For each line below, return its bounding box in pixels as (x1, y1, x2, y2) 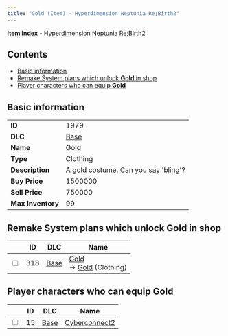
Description (10, 165, 50, 175)
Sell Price (10, 188, 43, 197)
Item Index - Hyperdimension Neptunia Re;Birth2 (7, 29, 146, 37)
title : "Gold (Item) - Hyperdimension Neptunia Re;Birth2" (7, 10, 180, 17)
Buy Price (10, 176, 43, 186)
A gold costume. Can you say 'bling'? (65, 165, 185, 175)
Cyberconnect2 (64, 317, 115, 327)
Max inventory (10, 199, 60, 208)
